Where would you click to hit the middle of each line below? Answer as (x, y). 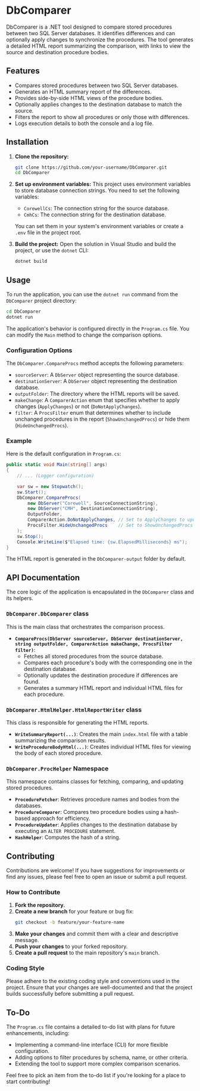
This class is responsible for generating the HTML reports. (78, 722)
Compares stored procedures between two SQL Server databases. (96, 85)
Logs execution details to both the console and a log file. (84, 123)
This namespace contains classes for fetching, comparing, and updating (95, 782)
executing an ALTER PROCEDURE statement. (65, 831)
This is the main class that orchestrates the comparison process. (85, 627)
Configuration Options (39, 350)
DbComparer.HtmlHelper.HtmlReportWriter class (74, 710)
